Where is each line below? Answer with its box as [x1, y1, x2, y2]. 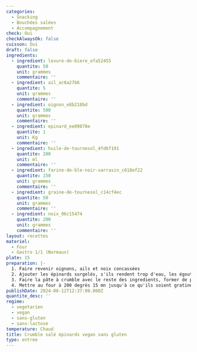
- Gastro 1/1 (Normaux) [11, 250, 69, 255]
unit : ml [16, 157, 38, 162]
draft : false [6, 47, 38, 53]
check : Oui [6, 31, 33, 36]
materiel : [6, 238, 30, 244]
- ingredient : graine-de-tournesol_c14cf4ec [11, 189, 122, 195]
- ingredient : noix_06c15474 [11, 211, 83, 217]
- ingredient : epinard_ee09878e [11, 124, 91, 129]
